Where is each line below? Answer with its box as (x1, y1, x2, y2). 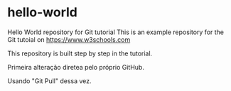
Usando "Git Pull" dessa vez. (7, 76, 92, 85)
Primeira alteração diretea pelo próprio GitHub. (7, 63, 144, 71)
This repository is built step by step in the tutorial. (7, 49, 153, 58)
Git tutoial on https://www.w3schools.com (7, 35, 131, 43)
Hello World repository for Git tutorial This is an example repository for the (7, 28, 225, 36)
